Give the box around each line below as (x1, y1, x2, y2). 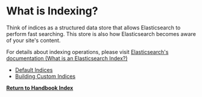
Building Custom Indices (14, 72, 76, 80)
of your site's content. (6, 37, 61, 44)
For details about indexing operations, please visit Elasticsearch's (6, 48, 169, 55)
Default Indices (14, 66, 53, 73)
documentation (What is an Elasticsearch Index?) (6, 54, 128, 62)
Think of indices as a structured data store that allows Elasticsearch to (6, 24, 181, 31)
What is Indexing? (6, 4, 98, 18)
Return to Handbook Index (6, 84, 74, 91)
